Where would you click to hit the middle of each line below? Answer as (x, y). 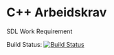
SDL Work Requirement (39, 31)
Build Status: (24, 44)
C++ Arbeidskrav (57, 13)
